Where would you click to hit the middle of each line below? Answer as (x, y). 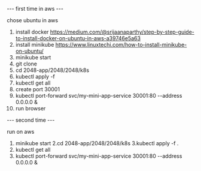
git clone (26, 64)
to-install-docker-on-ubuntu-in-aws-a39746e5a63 (78, 38)
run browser (31, 108)
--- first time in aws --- (35, 9)
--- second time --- (31, 120)
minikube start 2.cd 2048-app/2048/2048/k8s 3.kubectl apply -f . (97, 143)
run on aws (21, 132)
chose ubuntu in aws (33, 20)
